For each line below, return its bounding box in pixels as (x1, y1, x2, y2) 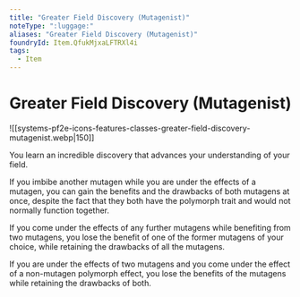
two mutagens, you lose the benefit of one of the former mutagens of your (9, 232, 284, 242)
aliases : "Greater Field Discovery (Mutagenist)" (9, 30, 199, 38)
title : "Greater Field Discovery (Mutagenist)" (9, 13, 191, 22)
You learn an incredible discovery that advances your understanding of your (9, 149, 290, 160)
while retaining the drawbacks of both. (9, 277, 152, 288)
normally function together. (9, 205, 110, 216)
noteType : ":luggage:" (9, 21, 94, 30)
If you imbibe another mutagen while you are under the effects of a (9, 176, 257, 187)
